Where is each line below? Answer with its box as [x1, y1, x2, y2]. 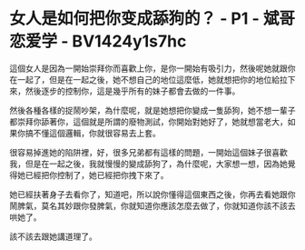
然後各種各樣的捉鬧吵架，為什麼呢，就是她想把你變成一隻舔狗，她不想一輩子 [9, 105, 296, 115]
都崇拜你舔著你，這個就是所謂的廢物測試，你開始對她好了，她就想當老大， [9, 115, 288, 127]
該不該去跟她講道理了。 [9, 231, 97, 242]
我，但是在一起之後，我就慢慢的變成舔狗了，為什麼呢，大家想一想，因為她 [9, 158, 288, 169]
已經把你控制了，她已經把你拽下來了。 [25, 169, 169, 180]
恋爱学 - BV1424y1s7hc [9, 31, 187, 52]
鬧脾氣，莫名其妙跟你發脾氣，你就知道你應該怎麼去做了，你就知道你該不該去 [9, 200, 296, 211]
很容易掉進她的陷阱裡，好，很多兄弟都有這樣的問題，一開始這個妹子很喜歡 [9, 146, 288, 157]
